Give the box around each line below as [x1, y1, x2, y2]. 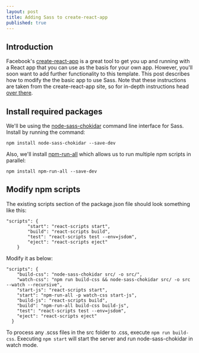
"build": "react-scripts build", [27, 229, 111, 235]
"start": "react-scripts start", [27, 223, 111, 229]
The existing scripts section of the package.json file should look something [6, 200, 191, 207]
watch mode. [6, 341, 39, 348]
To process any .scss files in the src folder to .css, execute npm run [6, 329, 170, 336]
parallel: [6, 157, 26, 164]
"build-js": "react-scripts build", [17, 297, 108, 304]
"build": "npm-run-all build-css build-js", [17, 302, 129, 308]
